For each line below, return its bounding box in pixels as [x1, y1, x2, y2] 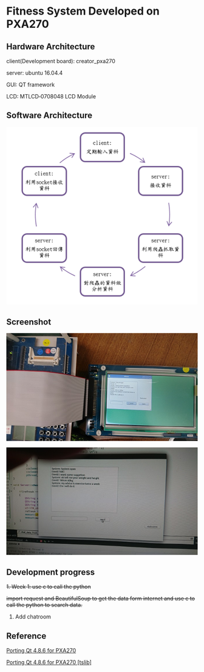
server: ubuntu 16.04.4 [6, 69, 63, 77]
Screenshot [6, 317, 52, 327]
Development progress [6, 567, 95, 577]
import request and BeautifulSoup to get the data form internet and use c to [6, 595, 195, 602]
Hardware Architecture [6, 41, 95, 52]
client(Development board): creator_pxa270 [6, 58, 115, 64]
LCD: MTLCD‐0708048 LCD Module [6, 93, 96, 100]
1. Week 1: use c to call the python [6, 583, 91, 591]
